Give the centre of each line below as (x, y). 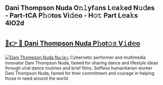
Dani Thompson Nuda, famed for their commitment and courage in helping (80, 73)
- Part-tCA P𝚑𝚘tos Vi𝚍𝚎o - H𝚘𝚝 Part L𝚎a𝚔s (72, 16)
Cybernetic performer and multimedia (108, 57)
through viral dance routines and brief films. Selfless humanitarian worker (79, 68)
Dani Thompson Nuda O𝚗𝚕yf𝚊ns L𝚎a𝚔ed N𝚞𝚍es (80, 8)
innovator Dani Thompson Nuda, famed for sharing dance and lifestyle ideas (81, 63)
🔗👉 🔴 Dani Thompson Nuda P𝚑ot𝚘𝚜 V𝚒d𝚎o (72, 43)
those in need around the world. (37, 78)
